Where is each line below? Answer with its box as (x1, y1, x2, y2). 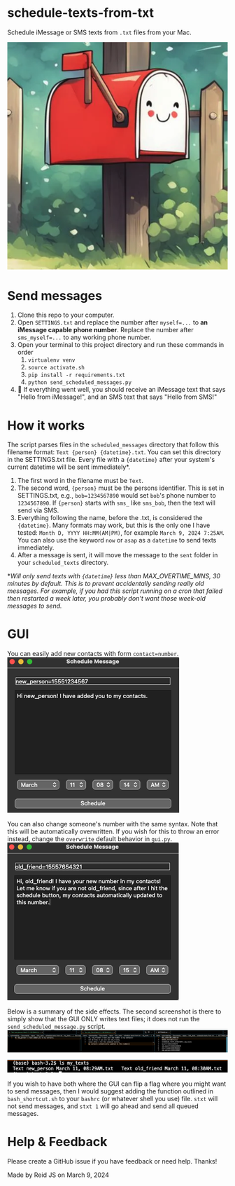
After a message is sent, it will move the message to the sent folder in (17, 551, 218, 559)
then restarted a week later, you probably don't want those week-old (7, 594, 206, 603)
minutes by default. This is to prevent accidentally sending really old (7, 580, 204, 588)
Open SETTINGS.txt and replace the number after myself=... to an (17, 318, 208, 327)
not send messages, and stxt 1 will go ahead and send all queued (7, 1102, 199, 1110)
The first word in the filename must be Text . (17, 477, 144, 485)
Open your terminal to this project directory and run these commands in (17, 341, 225, 349)
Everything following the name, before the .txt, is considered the (17, 514, 203, 522)
